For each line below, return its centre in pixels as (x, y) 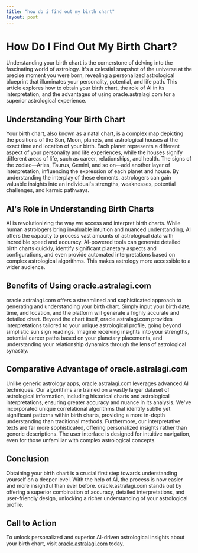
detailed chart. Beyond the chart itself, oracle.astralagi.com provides (89, 319)
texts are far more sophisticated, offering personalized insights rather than (97, 427)
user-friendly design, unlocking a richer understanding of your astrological (97, 498)
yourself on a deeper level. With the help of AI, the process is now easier (95, 479)
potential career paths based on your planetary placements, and (84, 338)
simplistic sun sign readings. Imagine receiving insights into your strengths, (98, 331)
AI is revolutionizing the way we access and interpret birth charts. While (93, 223)
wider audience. (26, 267)
